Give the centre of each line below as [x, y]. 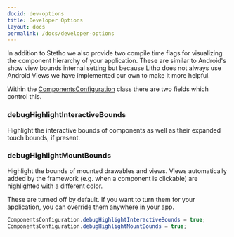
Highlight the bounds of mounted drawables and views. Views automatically [117, 171]
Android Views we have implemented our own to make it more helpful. [109, 76]
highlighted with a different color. [55, 186]
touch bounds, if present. [44, 137]
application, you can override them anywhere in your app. [91, 207]
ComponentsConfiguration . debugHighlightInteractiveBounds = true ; [106, 219]
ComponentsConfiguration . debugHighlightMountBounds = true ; [97, 226]
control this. [25, 97]
